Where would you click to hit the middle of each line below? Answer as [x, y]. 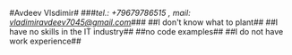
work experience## [46, 41]
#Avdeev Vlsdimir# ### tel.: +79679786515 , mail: [100, 13]
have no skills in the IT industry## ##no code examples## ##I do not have [146, 31]
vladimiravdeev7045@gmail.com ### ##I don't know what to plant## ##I [144, 22]
